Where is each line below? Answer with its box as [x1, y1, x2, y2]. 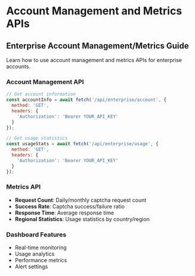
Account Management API [6, 78, 84, 86]
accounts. [6, 63, 31, 70]
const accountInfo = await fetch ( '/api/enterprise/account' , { [6, 97, 167, 103]
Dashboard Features [6, 230, 67, 238]
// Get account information [6, 91, 76, 97]
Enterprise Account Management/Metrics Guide [6, 41, 189, 51]
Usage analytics [14, 250, 55, 257]
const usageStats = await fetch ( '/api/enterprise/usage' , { [6, 141, 159, 147]
